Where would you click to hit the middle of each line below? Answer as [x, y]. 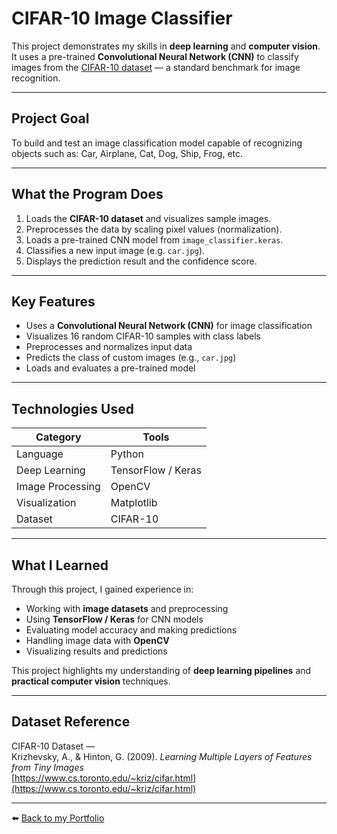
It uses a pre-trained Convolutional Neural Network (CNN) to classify [155, 56]
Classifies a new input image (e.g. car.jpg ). [115, 250]
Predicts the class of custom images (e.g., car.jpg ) [131, 358]
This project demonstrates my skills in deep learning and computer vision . [166, 46]
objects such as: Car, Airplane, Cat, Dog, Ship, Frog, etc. [127, 153]
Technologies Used [72, 408]
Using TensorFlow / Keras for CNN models [114, 619]
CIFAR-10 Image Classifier [122, 18]
